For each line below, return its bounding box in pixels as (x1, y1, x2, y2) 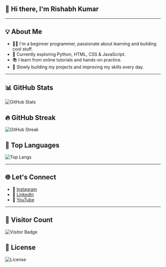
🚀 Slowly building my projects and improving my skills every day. (12, 64, 144, 70)
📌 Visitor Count (5, 216, 53, 224)
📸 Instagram (12, 186, 37, 192)
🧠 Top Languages (5, 141, 60, 149)
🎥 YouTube (12, 197, 35, 203)
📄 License (5, 243, 36, 252)
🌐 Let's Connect (5, 173, 56, 181)
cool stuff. (12, 46, 33, 52)
